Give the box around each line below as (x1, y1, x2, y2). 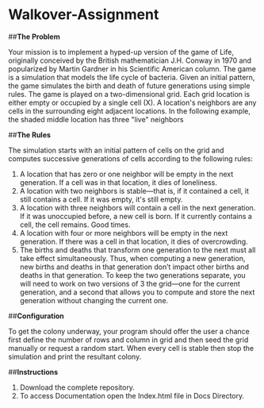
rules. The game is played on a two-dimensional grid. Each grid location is (8, 89, 251, 98)
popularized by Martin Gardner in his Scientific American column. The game (8, 64, 256, 73)
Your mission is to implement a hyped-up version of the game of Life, (8, 47, 234, 56)
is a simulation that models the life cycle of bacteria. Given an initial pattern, (8, 72, 255, 82)
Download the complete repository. (19, 383, 135, 392)
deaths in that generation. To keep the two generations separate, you (19, 270, 246, 279)
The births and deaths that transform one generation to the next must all (19, 244, 256, 255)
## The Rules (8, 129, 52, 140)
